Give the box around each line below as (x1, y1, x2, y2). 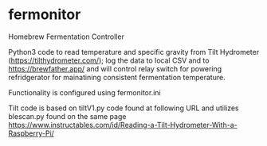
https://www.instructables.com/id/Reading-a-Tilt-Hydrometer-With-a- (8, 120, 238, 129)
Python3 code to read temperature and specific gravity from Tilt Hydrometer (8, 47, 260, 56)
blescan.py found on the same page (8, 111, 127, 121)
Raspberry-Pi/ (8, 129, 54, 138)
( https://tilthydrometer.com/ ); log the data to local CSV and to (8, 56, 210, 65)
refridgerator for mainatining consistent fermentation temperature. (8, 72, 226, 82)
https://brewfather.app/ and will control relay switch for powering (8, 63, 222, 73)
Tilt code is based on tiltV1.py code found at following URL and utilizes (8, 103, 239, 113)
